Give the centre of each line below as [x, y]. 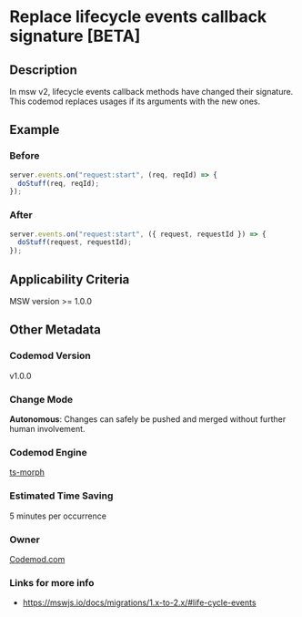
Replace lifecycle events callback [138, 17]
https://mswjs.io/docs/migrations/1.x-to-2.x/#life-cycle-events [139, 602]
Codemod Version [50, 355]
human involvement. [47, 429]
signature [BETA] [75, 36]
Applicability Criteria [70, 279]
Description [43, 70]
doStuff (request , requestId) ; [75, 242]
